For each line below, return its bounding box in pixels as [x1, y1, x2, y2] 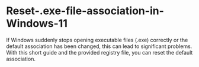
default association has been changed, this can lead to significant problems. [6, 43, 192, 50]
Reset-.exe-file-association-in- [6, 4, 165, 18]
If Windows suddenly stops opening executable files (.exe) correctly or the [6, 36, 188, 43]
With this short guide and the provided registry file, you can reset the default [6, 49, 193, 56]
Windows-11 [6, 17, 68, 30]
